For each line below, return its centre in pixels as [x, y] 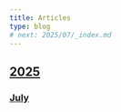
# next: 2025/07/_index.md [60, 35]
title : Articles [40, 18]
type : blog [30, 26]
